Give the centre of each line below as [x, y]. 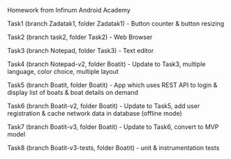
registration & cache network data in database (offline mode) [95, 113]
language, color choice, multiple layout [63, 71]
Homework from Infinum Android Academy [69, 10]
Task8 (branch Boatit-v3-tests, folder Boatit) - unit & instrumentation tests [113, 148]
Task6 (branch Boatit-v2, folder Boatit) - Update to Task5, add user [104, 106]
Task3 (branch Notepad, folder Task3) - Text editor [81, 51]
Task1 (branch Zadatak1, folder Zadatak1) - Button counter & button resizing [116, 23]
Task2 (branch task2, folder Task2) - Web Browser [80, 37]
